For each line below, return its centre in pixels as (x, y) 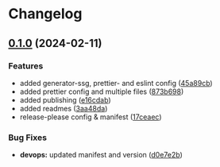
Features (26, 66)
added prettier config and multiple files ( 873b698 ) (102, 91)
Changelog (45, 14)
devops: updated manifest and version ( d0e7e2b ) (101, 155)
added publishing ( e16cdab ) (65, 99)
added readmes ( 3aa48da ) (64, 108)
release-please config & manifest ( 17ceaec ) (91, 117)
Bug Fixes (28, 138)
